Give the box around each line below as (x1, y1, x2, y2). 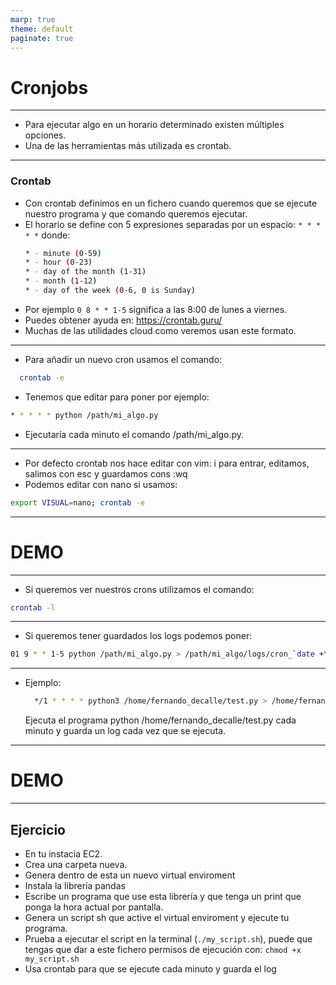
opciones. (24, 129, 67, 141)
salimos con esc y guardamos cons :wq (24, 467, 188, 480)
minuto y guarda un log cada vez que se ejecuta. (24, 725, 227, 737)
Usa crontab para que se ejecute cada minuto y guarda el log (24, 962, 277, 975)
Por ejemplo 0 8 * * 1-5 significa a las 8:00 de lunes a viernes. (24, 303, 288, 315)
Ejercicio (10, 821, 66, 838)
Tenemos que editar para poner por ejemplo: (24, 391, 210, 403)
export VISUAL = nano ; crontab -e (10, 497, 145, 508)
